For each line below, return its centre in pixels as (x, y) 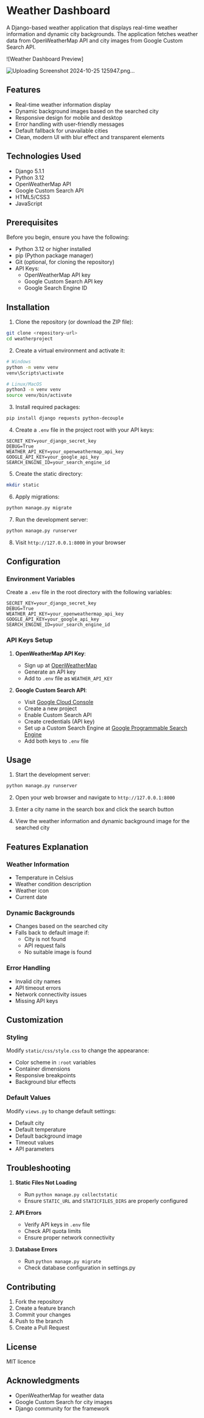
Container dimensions (43, 1069)
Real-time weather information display (63, 104)
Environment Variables (41, 579)
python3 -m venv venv (34, 390)
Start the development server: (53, 775)
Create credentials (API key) (59, 721)
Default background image (48, 1136)
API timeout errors (38, 987)
